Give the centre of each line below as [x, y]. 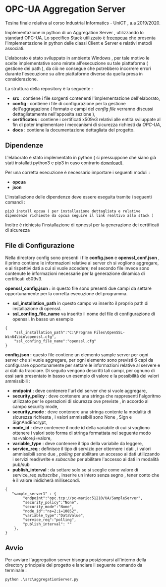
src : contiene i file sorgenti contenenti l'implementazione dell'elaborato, [86, 98]
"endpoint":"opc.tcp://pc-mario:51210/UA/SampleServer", [83, 498]
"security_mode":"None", [49, 507]
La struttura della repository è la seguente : [49, 88]
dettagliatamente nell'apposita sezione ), [54, 114]
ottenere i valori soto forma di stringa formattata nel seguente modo [82, 433]
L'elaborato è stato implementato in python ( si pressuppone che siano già [81, 157]
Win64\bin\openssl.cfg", [31, 337]
